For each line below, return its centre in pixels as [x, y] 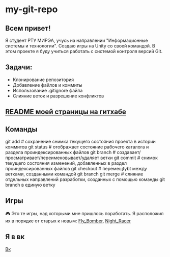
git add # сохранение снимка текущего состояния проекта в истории [81, 142]
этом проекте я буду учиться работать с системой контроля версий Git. [84, 51]
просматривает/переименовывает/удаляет [52, 158]
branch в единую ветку [30, 185]
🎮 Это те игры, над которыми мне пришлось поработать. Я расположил [84, 213]
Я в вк [15, 237]
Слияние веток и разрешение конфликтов [58, 96]
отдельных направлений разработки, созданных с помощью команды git [85, 179]
